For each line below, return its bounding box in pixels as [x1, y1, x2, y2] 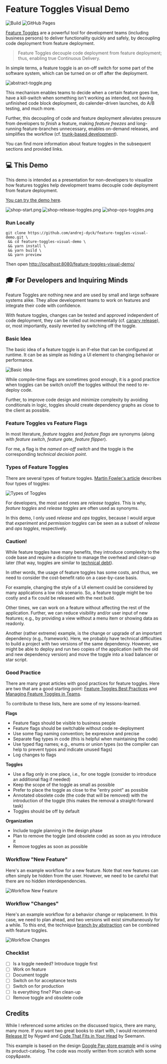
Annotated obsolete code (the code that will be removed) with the [12, 792, 148, 799]
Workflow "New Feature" [5, 856, 68, 863]
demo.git [5, 235, 24, 240]
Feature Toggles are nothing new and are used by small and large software [5, 292, 159, 298]
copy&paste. [5, 1054, 32, 1060]
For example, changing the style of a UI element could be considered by [5, 585, 154, 591]
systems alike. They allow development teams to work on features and [5, 297, 150, 303]
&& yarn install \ [7, 243, 46, 249]
